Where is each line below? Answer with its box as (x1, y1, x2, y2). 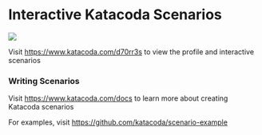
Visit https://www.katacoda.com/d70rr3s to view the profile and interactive (8, 46, 254, 57)
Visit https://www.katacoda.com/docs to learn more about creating (8, 93, 228, 103)
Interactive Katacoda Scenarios (8, 6, 222, 24)
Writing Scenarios (8, 75, 80, 86)
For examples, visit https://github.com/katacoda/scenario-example (8, 117, 228, 127)
